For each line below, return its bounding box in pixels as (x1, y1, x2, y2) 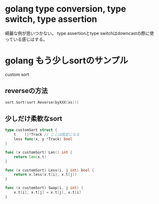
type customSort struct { (5, 127, 57, 133)
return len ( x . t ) (14, 154, 47, 159)
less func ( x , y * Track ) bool (14, 137, 73, 141)
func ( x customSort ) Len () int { (5, 150, 73, 155)
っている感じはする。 (5, 36, 48, 42)
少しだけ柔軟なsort (5, 114, 63, 123)
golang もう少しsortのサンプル (5, 55, 128, 66)
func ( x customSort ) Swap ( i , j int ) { (5, 186, 83, 190)
